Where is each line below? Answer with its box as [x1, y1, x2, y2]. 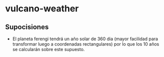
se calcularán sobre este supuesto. [12, 47, 85, 52]
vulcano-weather [5, 3, 79, 14]
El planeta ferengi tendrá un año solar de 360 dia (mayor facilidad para [12, 36, 158, 42]
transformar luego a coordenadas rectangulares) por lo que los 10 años [12, 41, 159, 47]
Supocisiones [5, 23, 49, 31]
